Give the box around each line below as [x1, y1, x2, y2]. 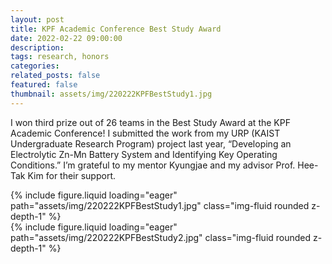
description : [10, 42, 65, 53]
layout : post [10, 14, 65, 25]
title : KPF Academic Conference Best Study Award [10, 24, 222, 34]
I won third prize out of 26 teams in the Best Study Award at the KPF [10, 116, 291, 128]
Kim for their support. [27, 169, 117, 181]
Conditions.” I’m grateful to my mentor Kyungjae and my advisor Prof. [10, 159, 296, 171]
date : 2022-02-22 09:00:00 [10, 33, 123, 43]
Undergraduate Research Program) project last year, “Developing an [10, 137, 292, 150]
